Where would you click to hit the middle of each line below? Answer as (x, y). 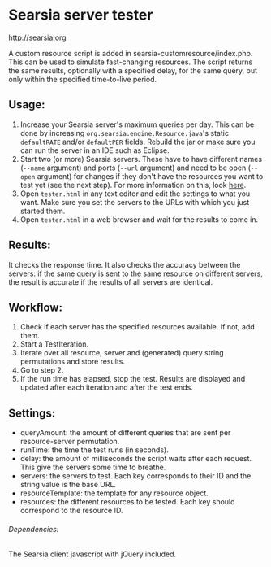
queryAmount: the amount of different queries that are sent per (125, 433)
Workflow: (36, 307)
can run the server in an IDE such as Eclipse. (95, 150)
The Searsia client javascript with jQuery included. (92, 554)
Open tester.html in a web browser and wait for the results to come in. (139, 219)
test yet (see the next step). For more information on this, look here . (133, 185)
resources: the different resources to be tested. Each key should (127, 502)
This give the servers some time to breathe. (93, 467)
